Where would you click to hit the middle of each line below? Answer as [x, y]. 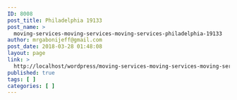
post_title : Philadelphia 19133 [55, 20]
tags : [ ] [22, 79]
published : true [31, 73]
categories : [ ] [31, 86]
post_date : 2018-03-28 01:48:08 [55, 46]
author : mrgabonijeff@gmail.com [55, 40]
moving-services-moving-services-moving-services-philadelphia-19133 [118, 33]
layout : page [26, 54]
